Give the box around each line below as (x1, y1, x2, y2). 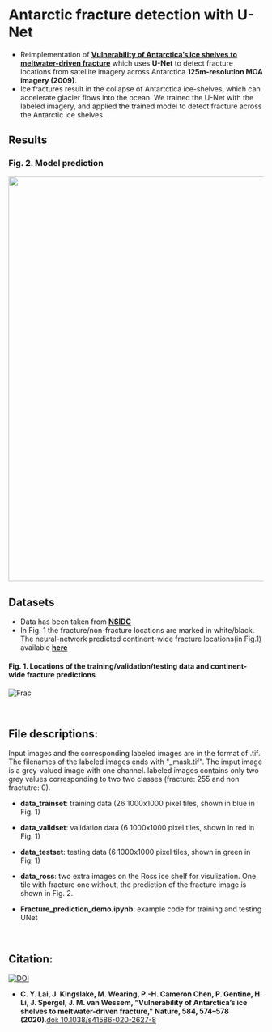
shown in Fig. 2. (19, 889, 74, 898)
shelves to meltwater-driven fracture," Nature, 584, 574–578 (19, 1006, 229, 1017)
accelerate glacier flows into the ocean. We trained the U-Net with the (19, 92, 254, 102)
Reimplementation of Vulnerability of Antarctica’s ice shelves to (19, 49, 237, 59)
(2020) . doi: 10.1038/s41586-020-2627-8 (19, 1015, 157, 1025)
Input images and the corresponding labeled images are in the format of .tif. (8, 749, 261, 758)
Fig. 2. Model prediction (8, 158, 104, 169)
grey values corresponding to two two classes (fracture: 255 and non (8, 775, 240, 784)
